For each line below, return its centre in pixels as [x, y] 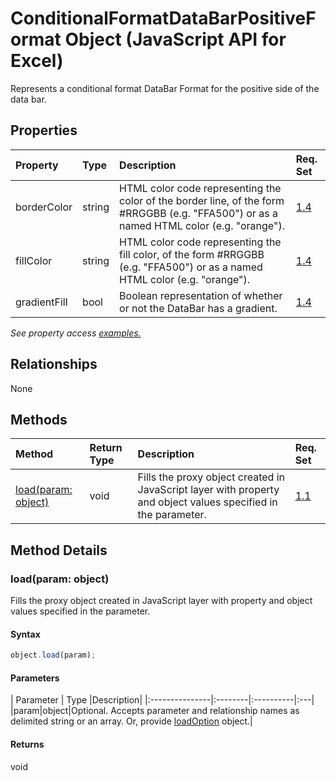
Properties [44, 130]
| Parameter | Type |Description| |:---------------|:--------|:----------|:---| [162, 700]
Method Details [59, 550]
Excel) [37, 61]
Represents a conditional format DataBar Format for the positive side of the [165, 88]
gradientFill [41, 302]
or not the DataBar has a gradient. [198, 308]
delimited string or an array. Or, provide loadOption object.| [131, 721]
